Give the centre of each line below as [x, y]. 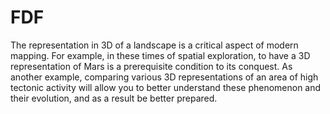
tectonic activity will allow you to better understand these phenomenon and [166, 87]
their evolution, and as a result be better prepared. [114, 98]
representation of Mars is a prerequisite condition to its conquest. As [151, 66]
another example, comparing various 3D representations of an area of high [164, 77]
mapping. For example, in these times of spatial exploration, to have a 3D [160, 55]
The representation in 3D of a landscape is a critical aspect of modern [154, 45]
